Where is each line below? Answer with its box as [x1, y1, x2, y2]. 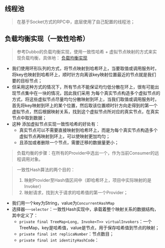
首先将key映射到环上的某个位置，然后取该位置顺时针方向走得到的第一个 [11, 102, 158, 108]
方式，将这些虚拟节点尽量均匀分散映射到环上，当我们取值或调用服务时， [11, 96, 159, 102]
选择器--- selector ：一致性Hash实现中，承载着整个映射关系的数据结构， [11, 206, 159, 212]
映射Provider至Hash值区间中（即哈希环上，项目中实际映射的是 [24, 177, 152, 183]
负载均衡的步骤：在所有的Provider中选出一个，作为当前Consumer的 [16, 150, 155, 156]
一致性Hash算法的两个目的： [16, 166, 75, 172]
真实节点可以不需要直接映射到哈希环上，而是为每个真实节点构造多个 [19, 127, 158, 133]
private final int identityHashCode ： [19, 237, 99, 243]
